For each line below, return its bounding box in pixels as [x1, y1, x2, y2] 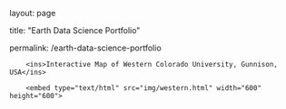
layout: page [9, 8, 56, 18]
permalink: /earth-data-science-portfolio [9, 42, 162, 53]
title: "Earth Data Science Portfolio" [9, 25, 141, 35]
